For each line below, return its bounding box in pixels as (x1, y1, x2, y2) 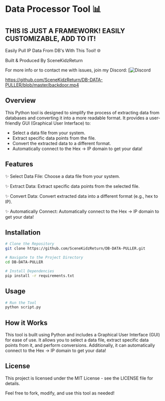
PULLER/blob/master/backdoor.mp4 (5, 82, 80, 88)
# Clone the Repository (5, 241, 55, 246)
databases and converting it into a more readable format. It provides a (5, 115, 148, 121)
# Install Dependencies (5, 268, 55, 273)
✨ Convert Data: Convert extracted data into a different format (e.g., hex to (5, 193, 158, 199)
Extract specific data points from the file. (12, 135, 96, 141)
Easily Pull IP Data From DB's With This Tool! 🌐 (5, 48, 101, 53)
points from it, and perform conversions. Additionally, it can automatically (5, 342, 155, 348)
